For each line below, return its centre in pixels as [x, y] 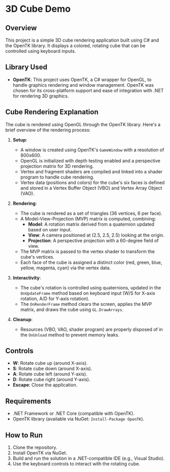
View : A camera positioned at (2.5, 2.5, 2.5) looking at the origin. [96, 235]
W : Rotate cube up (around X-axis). [50, 363]
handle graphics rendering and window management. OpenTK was [83, 85]
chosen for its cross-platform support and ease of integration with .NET [88, 90]
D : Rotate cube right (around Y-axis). [51, 380]
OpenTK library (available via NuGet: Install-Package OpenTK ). [78, 419]
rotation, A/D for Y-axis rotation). [55, 299]
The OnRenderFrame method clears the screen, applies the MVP [86, 304]
